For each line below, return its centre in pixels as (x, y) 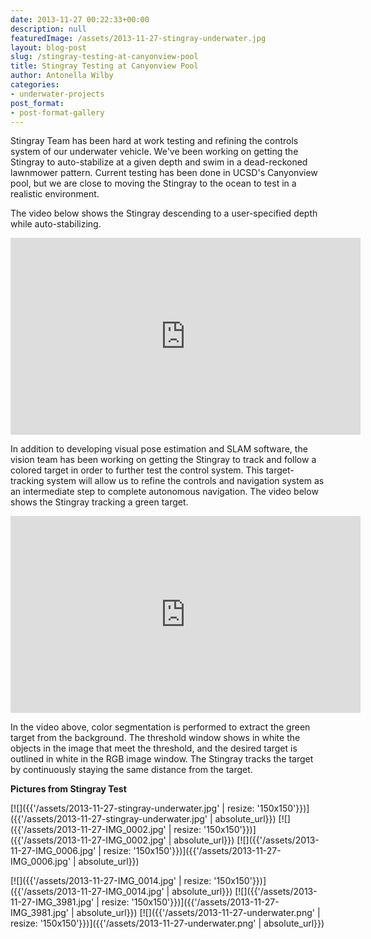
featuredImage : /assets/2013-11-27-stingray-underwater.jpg (138, 38)
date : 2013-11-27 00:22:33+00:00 (80, 19)
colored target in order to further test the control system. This (137, 470)
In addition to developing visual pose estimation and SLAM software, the (159, 449)
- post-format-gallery (57, 112)
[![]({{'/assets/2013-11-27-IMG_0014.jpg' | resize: (111, 881)
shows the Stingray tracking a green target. (99, 502)
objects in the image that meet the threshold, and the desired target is (154, 748)
